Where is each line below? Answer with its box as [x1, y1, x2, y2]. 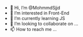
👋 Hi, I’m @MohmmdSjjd [10, 5, 60, 10]
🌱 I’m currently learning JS [10, 15, 65, 21]
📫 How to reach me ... [10, 26, 57, 32]
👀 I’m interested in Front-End [10, 10, 69, 16]
